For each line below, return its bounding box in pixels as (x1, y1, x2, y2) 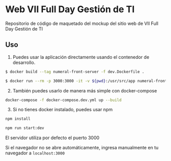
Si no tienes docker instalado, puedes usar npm (12, 107, 113, 113)
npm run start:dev (5, 125, 44, 131)
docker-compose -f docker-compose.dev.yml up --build (5, 98, 122, 103)
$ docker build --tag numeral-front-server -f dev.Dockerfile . (5, 69, 145, 74)
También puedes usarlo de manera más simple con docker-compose (12, 87, 157, 93)
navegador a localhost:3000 (5, 150, 65, 156)
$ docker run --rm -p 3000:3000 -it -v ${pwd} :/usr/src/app (5, 78, 136, 83)
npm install (5, 116, 31, 121)
